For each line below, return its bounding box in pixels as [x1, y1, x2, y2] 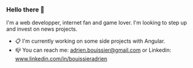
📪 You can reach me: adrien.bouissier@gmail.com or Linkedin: [14, 46, 171, 54]
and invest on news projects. [6, 25, 78, 32]
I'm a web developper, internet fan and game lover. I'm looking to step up [6, 19, 188, 26]
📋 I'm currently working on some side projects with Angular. [14, 37, 165, 45]
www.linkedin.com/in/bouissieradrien [14, 55, 108, 63]
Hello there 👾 [6, 5, 45, 14]
